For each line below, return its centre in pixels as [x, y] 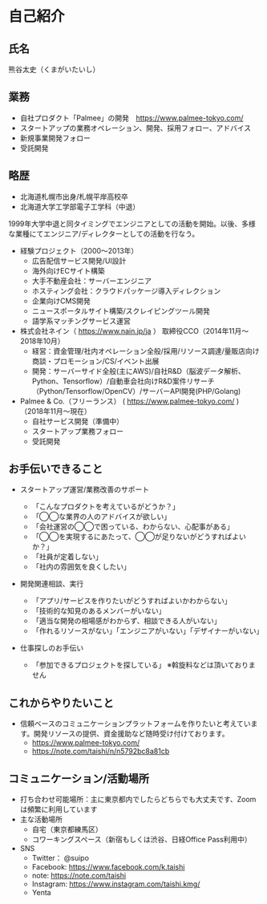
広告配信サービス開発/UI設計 [79, 261]
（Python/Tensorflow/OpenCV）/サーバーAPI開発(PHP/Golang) [136, 391]
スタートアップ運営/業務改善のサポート [85, 489]
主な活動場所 [41, 820]
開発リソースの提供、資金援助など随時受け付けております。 [131, 734]
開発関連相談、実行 [52, 584]
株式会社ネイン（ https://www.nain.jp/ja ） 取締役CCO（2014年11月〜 [134, 330]
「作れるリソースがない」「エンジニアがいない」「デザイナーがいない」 [148, 631]
